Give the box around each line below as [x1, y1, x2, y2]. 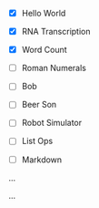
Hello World [21, 8, 66, 18]
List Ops [21, 136, 54, 147]
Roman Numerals [21, 63, 87, 74]
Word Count [21, 45, 67, 56]
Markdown [21, 154, 63, 165]
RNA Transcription [21, 26, 91, 37]
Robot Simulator [21, 118, 83, 129]
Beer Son [21, 99, 57, 110]
